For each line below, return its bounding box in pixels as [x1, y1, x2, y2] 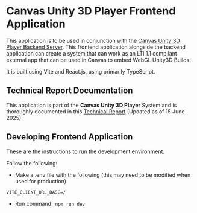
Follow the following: [6, 159, 58, 167]
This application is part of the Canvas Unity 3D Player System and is [6, 101, 177, 109]
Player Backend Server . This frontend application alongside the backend [6, 43, 186, 51]
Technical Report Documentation [6, 86, 133, 96]
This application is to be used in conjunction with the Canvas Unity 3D [6, 37, 180, 44]
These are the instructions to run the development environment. [6, 148, 164, 155]
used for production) [14, 177, 67, 185]
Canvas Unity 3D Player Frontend [6, 4, 176, 18]
